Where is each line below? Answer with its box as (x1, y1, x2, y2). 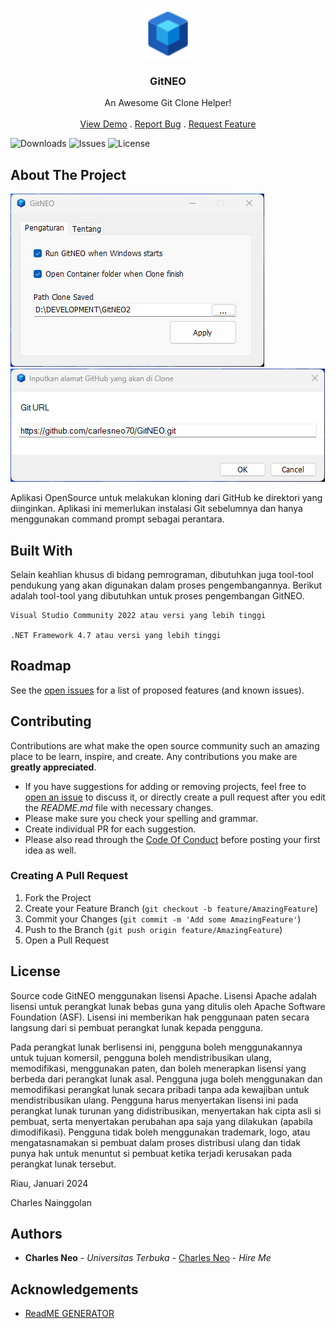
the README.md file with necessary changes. (24, 801, 214, 813)
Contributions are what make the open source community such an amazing (10, 739, 320, 752)
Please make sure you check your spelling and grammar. (24, 812, 259, 824)
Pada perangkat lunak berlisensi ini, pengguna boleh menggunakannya (10, 1041, 303, 1053)
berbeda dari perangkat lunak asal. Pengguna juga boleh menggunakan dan (10, 1073, 323, 1085)
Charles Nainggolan (10, 1196, 92, 1208)
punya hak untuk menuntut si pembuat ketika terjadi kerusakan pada (10, 1147, 293, 1159)
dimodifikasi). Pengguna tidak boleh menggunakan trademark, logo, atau (10, 1126, 311, 1138)
